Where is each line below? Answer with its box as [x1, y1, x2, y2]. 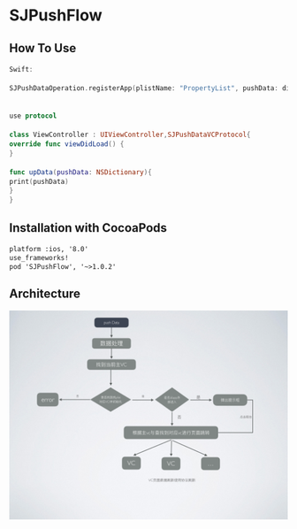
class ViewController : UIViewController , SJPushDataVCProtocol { [9, 130, 251, 140]
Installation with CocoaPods [9, 220, 168, 235]
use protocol [9, 111, 57, 120]
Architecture [9, 287, 81, 302]
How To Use [9, 41, 77, 56]
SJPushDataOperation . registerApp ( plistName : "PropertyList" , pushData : [9, 83, 278, 93]
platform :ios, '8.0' [9, 244, 89, 253]
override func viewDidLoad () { [9, 140, 125, 149]
